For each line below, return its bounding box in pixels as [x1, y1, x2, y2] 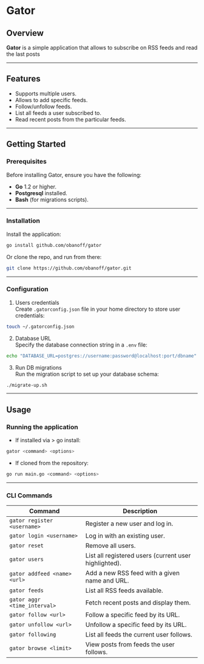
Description [123, 507, 158, 516]
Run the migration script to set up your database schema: [15, 370, 159, 378]
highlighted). [85, 559, 121, 567]
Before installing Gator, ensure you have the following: [6, 171, 141, 178]
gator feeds [9, 587, 44, 594]
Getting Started [6, 139, 66, 150]
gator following [9, 631, 56, 638]
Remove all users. [85, 542, 136, 550]
